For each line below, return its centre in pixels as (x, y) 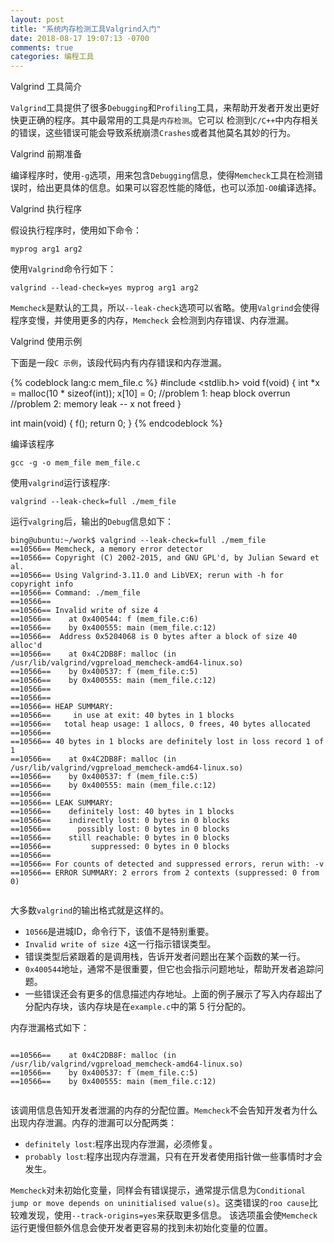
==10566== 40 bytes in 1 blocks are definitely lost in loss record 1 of (167, 742)
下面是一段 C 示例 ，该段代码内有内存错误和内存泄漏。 (119, 363)
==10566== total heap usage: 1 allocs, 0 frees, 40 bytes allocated (160, 724)
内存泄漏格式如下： (50, 1028)
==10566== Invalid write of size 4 (84, 611)
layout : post (37, 19)
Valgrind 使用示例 (46, 342)
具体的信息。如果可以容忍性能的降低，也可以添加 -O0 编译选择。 (192, 188)
